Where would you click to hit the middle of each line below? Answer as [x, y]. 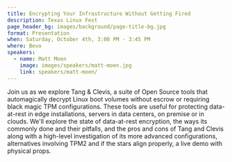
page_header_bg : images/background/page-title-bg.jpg [87, 26]
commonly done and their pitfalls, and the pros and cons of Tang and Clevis [116, 129]
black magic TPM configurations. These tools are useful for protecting [108, 106]
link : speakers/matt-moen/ [59, 72]
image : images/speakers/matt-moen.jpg [76, 65]
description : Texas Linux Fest [52, 20]
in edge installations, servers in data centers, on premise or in [116, 114]
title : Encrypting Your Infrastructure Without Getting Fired [99, 14]
